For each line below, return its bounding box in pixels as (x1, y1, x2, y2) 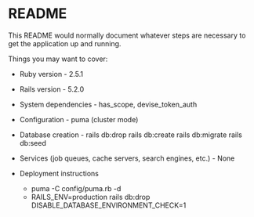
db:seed (19, 138, 47, 147)
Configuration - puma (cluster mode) (19, 114, 139, 124)
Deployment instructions (19, 168, 100, 178)
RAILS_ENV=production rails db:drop (31, 192, 151, 201)
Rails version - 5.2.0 (19, 84, 85, 94)
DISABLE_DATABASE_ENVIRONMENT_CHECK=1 (31, 201, 187, 210)
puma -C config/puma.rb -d (31, 183, 122, 193)
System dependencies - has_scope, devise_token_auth (19, 99, 198, 109)
